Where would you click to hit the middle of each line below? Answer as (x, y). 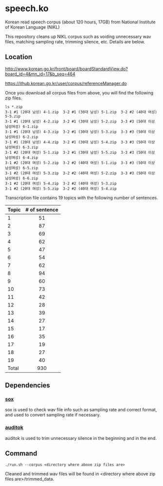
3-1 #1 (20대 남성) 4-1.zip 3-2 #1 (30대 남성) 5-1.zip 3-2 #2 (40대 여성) (81, 112)
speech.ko (27, 9)
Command (21, 454)
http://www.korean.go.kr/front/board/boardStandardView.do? (66, 69)
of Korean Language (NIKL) (32, 27)
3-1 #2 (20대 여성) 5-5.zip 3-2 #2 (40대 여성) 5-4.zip (61, 189)
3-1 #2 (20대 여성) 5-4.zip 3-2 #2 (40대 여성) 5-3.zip (61, 183)
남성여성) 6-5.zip (22, 168)
